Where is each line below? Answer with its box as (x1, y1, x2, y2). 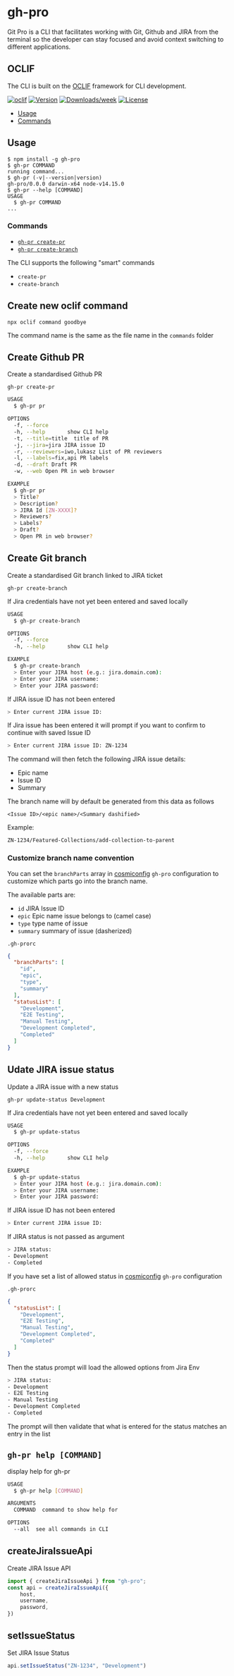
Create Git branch (7, 553, 87, 565)
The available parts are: (7, 890, 76, 899)
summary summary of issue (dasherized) (17, 926, 133, 935)
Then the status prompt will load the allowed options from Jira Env (7, 1363, 200, 1372)
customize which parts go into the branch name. (7, 877, 148, 885)
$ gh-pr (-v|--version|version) (7, 174, 102, 181)
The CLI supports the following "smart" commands (7, 258, 155, 266)
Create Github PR (7, 352, 85, 364)
